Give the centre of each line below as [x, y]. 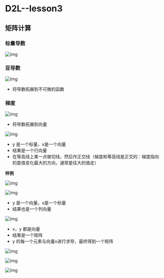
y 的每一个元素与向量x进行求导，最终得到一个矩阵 [63, 242]
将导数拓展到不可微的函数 [38, 89]
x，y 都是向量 [26, 229]
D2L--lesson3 [34, 9]
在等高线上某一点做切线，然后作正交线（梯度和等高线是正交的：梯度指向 [85, 157]
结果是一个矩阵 [27, 235]
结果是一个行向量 [30, 150]
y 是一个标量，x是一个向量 [39, 144]
